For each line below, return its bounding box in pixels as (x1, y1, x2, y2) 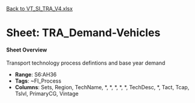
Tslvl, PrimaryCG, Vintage (14, 90, 79, 98)
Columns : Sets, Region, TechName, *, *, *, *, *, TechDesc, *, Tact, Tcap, (14, 84, 190, 91)
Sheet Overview (6, 46, 47, 53)
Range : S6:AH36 (14, 71, 57, 78)
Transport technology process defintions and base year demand (6, 59, 166, 66)
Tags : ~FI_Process (14, 77, 62, 84)
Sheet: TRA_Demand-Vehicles (6, 26, 161, 40)
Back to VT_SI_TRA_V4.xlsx (6, 5, 73, 12)
